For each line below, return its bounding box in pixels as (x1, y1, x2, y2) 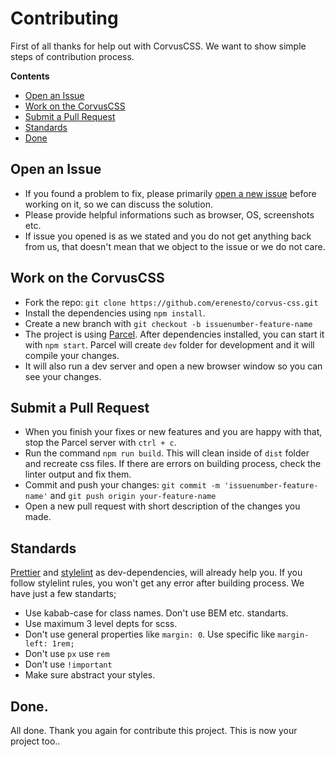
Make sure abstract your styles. (24, 669, 156, 681)
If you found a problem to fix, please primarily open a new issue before (24, 187, 317, 199)
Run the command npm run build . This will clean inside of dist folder (24, 447, 310, 459)
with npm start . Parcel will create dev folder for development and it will (24, 338, 315, 351)
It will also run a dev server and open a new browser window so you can (24, 360, 323, 372)
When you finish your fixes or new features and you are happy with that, (24, 426, 323, 438)
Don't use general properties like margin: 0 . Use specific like (24, 628, 276, 641)
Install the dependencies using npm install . (24, 307, 206, 319)
